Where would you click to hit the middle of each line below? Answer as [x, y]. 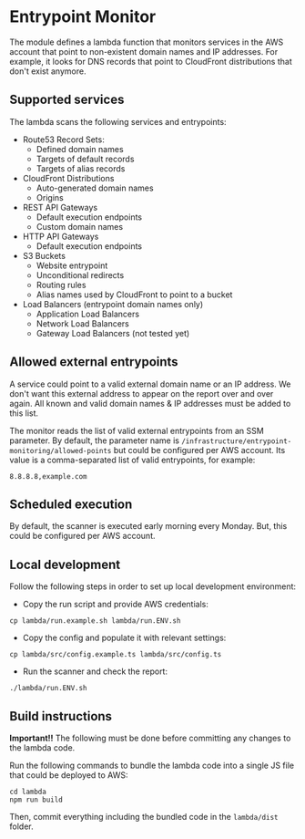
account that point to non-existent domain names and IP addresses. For [144, 51]
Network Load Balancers [82, 323]
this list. [24, 413]
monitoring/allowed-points [61, 451]
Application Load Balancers [87, 314]
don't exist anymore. [48, 71]
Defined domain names [80, 149]
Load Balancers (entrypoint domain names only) [113, 304]
